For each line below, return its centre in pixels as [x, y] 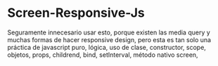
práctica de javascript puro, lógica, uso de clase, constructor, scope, [107, 47]
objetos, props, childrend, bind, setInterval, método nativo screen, [103, 55]
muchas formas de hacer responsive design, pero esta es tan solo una [109, 39]
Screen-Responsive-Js [76, 13]
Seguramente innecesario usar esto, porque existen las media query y [109, 32]
